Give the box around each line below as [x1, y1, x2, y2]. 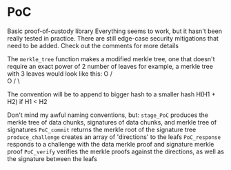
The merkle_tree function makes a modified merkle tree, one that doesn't [7, 54, 215, 63]
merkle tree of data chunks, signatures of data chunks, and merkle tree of [7, 118, 217, 126]
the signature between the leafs [7, 154, 98, 162]
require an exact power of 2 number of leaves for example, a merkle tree [7, 62, 214, 70]
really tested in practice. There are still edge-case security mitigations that [7, 34, 219, 42]
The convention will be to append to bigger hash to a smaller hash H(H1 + [7, 90, 216, 98]
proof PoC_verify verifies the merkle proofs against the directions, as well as [7, 147, 224, 156]
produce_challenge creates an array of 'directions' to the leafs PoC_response [7, 132, 221, 141]
